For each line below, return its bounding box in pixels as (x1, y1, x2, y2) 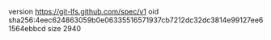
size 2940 (47, 24, 82, 33)
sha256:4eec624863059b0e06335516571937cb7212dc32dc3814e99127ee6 (8, 15, 264, 25)
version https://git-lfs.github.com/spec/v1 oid (8, 7, 159, 16)
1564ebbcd (8, 24, 46, 33)
